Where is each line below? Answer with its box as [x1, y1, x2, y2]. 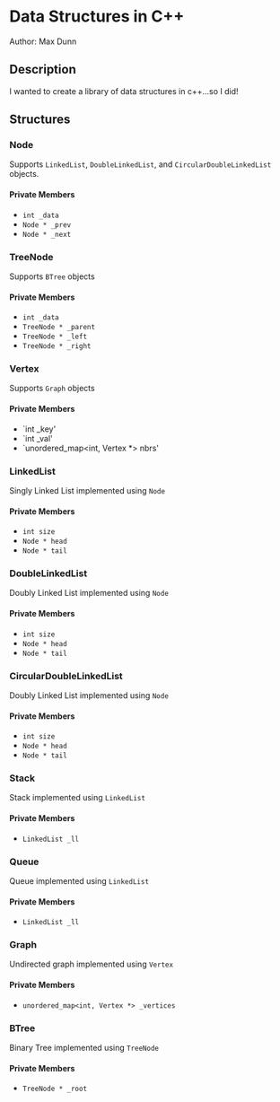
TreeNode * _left [22, 332, 88, 342]
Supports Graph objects [9, 383, 96, 394]
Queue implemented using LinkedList [9, 875, 150, 886]
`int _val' [22, 433, 54, 443]
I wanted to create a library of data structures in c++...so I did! [9, 85, 239, 96]
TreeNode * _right [22, 342, 92, 351]
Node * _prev [22, 220, 72, 230]
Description [9, 62, 76, 77]
